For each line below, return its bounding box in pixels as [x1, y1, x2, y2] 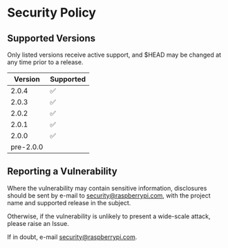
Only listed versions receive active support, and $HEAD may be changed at [7, 50, 222, 59]
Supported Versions [7, 32, 95, 44]
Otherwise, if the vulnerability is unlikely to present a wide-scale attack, [7, 212, 211, 220]
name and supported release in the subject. [7, 198, 131, 207]
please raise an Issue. [7, 219, 69, 227]
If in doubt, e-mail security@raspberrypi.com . [7, 233, 137, 241]
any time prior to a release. [7, 58, 84, 66]
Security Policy [7, 5, 97, 21]
